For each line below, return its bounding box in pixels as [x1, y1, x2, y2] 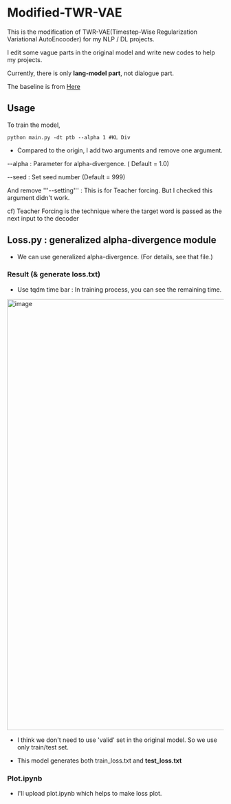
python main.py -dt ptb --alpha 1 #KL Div [7, 134, 131, 141]
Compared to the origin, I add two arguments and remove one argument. [16, 146, 223, 154]
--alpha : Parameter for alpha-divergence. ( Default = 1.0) [7, 159, 170, 168]
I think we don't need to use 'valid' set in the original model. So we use [16, 736, 218, 744]
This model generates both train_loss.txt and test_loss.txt [16, 756, 182, 765]
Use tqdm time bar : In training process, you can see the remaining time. [16, 285, 222, 294]
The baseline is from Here [7, 82, 81, 90]
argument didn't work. [7, 193, 70, 201]
